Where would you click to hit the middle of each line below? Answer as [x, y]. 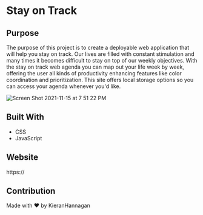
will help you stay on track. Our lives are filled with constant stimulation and [101, 54]
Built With [25, 117]
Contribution [31, 191]
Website [22, 158]
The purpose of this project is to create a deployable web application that [98, 47]
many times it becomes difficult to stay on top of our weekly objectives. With [102, 60]
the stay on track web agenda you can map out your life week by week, [95, 67]
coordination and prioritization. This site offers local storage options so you [100, 80]
